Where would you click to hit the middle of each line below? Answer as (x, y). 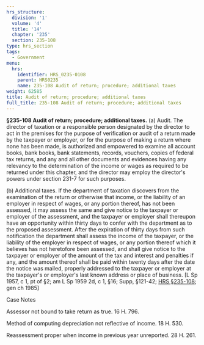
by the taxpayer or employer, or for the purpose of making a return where (99, 140)
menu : (13, 63)
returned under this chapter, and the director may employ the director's (96, 172)
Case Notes (21, 299)
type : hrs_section (30, 46)
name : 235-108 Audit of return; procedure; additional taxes (97, 86)
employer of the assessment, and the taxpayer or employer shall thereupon (101, 216)
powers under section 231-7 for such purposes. (66, 178)
